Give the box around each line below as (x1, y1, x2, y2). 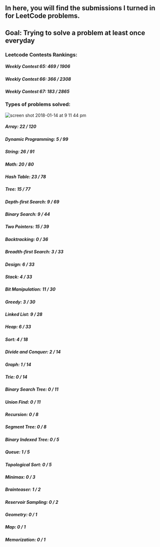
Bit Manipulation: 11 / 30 (5, 286, 56, 292)
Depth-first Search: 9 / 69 (5, 198, 60, 205)
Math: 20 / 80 (5, 161, 34, 167)
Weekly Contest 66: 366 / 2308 (5, 76, 72, 82)
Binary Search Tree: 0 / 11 (5, 386, 59, 392)
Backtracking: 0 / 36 (5, 236, 48, 242)
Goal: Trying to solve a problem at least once (5, 28, 146, 37)
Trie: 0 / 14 (5, 374, 28, 380)
